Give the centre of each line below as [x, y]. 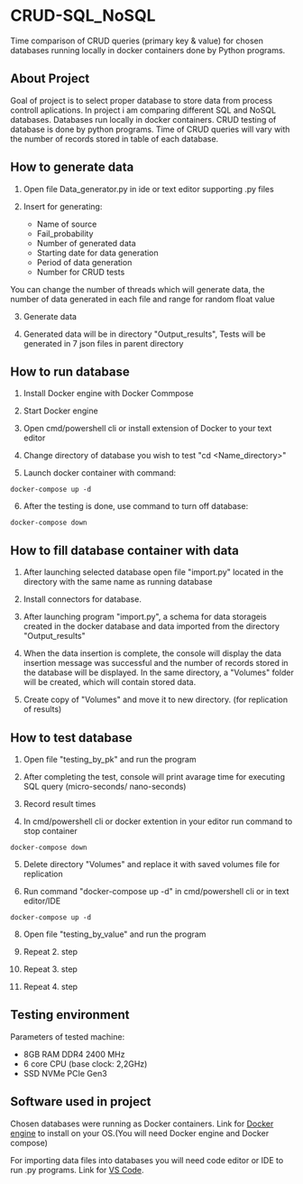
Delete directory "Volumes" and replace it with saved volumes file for [151, 864]
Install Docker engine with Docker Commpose [109, 393]
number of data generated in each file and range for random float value [143, 299]
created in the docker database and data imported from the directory [151, 626]
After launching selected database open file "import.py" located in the [153, 572]
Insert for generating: [63, 206]
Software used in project [81, 1102]
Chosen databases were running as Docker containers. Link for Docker [142, 1124]
